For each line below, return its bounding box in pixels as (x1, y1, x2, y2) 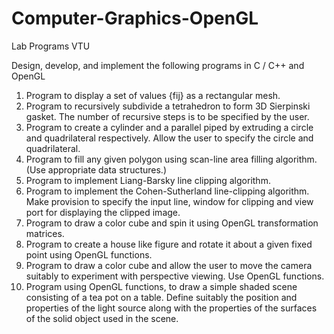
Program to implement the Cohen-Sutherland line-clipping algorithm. (25, 185, 310, 197)
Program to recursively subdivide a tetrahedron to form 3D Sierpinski (25, 100, 311, 112)
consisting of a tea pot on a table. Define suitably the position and (25, 291, 298, 303)
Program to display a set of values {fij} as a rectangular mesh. (25, 89, 281, 101)
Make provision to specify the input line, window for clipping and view (25, 195, 314, 207)
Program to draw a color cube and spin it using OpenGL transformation (25, 217, 319, 229)
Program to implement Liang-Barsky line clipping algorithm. (25, 174, 271, 186)
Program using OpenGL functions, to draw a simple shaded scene (25, 280, 298, 292)
